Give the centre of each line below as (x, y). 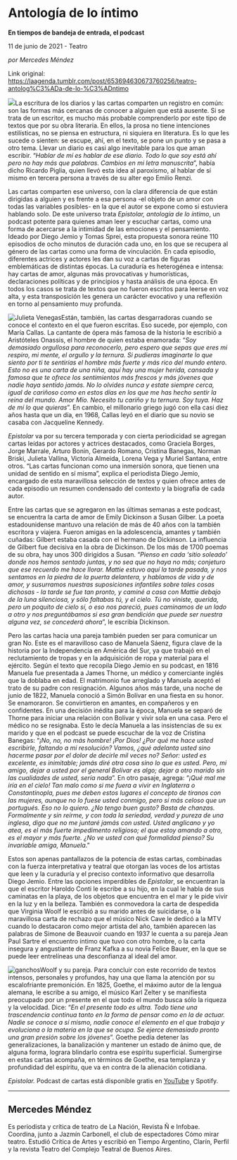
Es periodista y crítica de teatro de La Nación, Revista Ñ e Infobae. (104, 1126)
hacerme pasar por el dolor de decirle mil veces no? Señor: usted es (107, 755)
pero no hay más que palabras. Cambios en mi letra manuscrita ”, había (111, 163)
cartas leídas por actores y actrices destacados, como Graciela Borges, (111, 443)
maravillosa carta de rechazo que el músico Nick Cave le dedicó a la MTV (115, 918)
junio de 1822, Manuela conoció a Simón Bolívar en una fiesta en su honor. (116, 695)
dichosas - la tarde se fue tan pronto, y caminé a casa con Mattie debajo (114, 592)
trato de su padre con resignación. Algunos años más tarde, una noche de (115, 688)
